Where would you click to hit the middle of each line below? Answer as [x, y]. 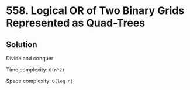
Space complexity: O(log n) [40, 81]
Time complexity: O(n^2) [35, 70]
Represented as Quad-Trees [75, 23]
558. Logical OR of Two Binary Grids [95, 11]
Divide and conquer [30, 58]
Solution [22, 44]
